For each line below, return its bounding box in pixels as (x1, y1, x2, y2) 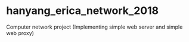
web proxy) (6, 29, 35, 36)
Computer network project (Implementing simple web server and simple (6, 23, 183, 30)
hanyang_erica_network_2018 (6, 4, 159, 17)
